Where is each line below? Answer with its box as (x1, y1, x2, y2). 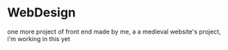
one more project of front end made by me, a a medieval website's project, (7, 27, 221, 36)
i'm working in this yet (7, 34, 71, 42)
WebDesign (7, 5, 76, 21)
